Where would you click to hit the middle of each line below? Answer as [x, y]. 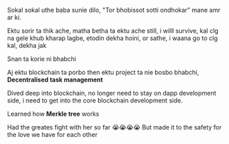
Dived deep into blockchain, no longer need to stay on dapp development [112, 93]
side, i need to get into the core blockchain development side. [95, 100]
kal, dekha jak [27, 45]
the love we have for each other [53, 135]
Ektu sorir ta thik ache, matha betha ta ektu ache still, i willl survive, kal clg [113, 31]
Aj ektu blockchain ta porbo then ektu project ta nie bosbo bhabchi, [103, 72]
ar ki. [15, 17]
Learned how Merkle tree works [53, 114]
